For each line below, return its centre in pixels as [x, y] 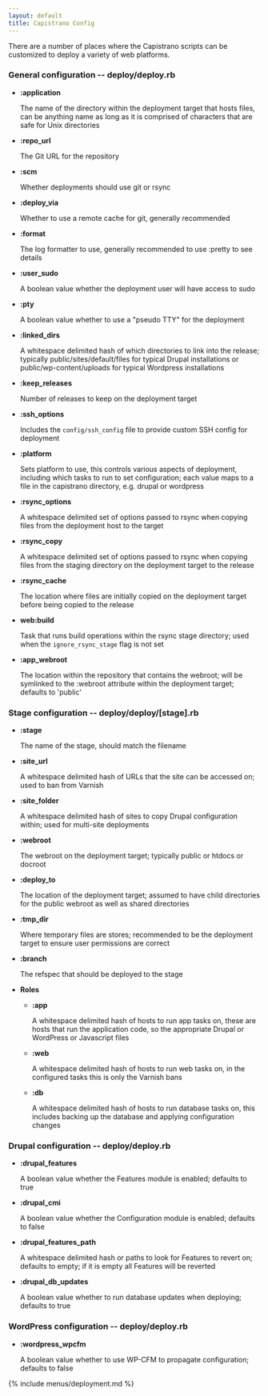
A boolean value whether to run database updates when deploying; [131, 1298]
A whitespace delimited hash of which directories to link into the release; [140, 350]
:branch [33, 959]
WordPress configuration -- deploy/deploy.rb [98, 1326]
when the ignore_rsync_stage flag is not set [92, 644]
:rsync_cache [43, 580]
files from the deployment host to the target [92, 526]
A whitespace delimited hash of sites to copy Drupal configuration [129, 816]
